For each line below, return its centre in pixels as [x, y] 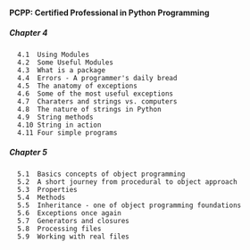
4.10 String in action [59, 125]
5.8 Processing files [59, 229]
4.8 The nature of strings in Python [90, 109]
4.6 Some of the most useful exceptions [96, 94]
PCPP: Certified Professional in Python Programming [109, 12]
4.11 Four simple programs [67, 133]
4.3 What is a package [61, 70]
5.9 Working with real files [73, 237]
